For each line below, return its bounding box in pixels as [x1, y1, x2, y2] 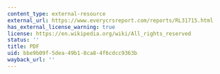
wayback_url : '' [7, 56, 55, 63]
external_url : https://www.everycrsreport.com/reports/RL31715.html [7, 17, 214, 24]
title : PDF [7, 43, 40, 50]
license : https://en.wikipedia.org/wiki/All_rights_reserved [7, 30, 192, 37]
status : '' [7, 37, 40, 44]
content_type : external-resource [7, 10, 106, 18]
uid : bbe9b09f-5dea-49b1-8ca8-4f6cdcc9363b [7, 50, 138, 57]
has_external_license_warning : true [7, 23, 115, 30]
